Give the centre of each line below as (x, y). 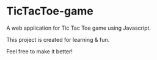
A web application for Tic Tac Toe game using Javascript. (79, 28)
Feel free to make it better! (40, 51)
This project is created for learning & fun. (58, 39)
